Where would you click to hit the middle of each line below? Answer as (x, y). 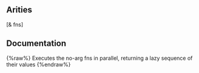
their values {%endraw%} (39, 64)
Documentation (36, 44)
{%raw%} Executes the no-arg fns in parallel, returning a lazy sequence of (99, 58)
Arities (19, 10)
